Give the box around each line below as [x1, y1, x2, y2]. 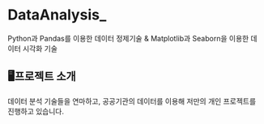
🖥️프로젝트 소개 [7, 70, 76, 83]
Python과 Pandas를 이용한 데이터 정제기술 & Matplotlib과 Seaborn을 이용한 [7, 33, 249, 43]
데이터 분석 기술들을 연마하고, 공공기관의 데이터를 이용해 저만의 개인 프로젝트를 [7, 96, 257, 106]
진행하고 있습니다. [7, 106, 65, 116]
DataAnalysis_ [7, 6, 107, 24]
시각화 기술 [22, 43, 58, 53]
